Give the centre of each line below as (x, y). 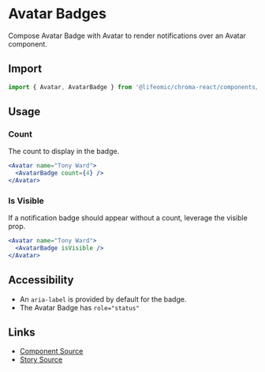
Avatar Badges (57, 14)
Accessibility (41, 280)
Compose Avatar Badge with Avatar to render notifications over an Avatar (127, 36)
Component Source (51, 351)
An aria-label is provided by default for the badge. (103, 299)
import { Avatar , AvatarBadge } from (70, 87)
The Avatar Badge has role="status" (80, 307)
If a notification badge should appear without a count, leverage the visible (128, 218)
